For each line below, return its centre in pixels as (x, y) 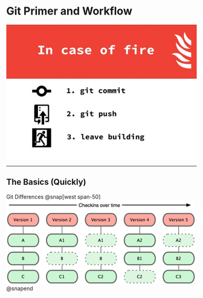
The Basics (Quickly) (46, 182)
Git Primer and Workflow (69, 11)
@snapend (20, 288)
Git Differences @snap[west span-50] (53, 197)
